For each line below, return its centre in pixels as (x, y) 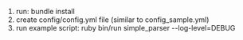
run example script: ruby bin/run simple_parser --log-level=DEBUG (125, 28)
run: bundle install (45, 11)
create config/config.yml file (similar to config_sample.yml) (112, 20)
